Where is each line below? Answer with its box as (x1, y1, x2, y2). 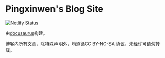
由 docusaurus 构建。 (5, 30, 48, 36)
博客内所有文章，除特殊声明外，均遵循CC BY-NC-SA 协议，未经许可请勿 (5, 41, 156, 47)
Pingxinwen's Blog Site (5, 3, 103, 15)
